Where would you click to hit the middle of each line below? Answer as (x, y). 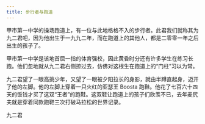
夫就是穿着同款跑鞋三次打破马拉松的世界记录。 (65, 102)
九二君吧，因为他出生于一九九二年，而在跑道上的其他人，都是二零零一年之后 (103, 38)
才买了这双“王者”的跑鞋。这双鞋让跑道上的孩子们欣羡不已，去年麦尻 (113, 94)
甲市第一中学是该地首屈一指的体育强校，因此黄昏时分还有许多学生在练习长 (100, 58)
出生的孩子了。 (25, 45)
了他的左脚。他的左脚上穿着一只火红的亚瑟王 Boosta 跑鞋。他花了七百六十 (99, 87)
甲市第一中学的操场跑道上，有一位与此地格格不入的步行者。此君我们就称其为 (103, 30)
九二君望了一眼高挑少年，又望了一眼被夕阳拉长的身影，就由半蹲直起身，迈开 (103, 79)
